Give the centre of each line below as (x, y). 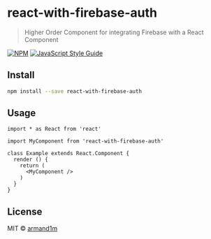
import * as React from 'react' (54, 129)
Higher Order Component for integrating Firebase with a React (114, 32)
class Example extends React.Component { (68, 154)
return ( (32, 166)
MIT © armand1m (32, 229)
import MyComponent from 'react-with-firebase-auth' (86, 141)
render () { (31, 160)
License (25, 211)
